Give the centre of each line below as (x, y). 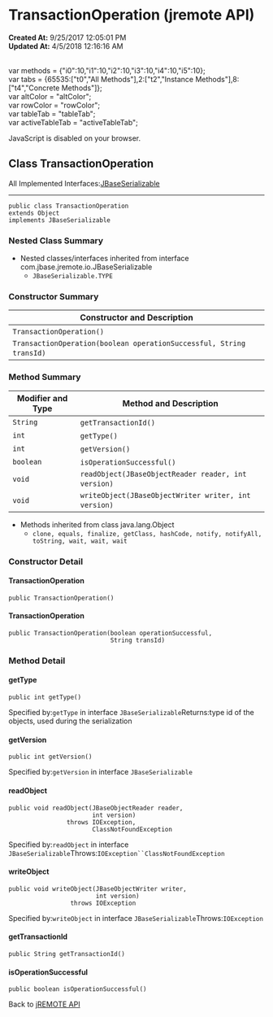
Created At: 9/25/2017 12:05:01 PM (67, 37)
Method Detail (37, 661)
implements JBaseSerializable (60, 220)
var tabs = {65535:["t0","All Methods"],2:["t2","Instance (101, 79)
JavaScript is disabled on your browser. (75, 138)
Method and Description (170, 403)
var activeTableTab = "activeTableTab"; (73, 122)
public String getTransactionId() (67, 954)
